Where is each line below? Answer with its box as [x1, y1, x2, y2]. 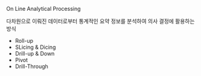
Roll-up [14, 37, 34, 44]
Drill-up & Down [14, 50, 55, 57]
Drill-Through [14, 63, 48, 70]
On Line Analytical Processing [6, 5, 81, 12]
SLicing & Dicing [14, 43, 56, 51]
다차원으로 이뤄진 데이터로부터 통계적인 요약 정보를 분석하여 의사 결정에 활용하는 [6, 17, 195, 25]
